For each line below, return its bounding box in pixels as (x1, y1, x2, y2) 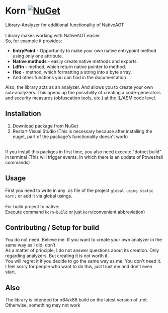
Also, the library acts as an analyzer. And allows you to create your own (5, 84, 153, 90)
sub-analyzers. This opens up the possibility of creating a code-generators (5, 89, 161, 95)
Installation (5, 109, 41, 118)
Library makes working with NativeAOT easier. (5, 32, 101, 38)
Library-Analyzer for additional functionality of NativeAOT (5, 22, 124, 28)
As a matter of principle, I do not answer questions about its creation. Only (5, 247, 159, 254)
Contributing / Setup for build (5, 223, 100, 232)
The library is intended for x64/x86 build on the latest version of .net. (5, 297, 148, 303)
